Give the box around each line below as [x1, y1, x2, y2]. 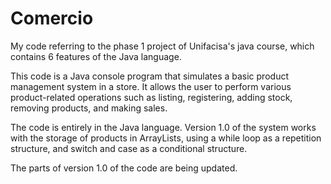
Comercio [10, 7, 94, 30]
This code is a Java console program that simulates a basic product [10, 70, 289, 82]
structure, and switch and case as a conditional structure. [10, 142, 248, 154]
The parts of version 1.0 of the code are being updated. [10, 162, 238, 174]
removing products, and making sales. [10, 102, 168, 114]
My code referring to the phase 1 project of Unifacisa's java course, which [10, 40, 315, 52]
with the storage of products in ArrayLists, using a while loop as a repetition [10, 132, 322, 144]
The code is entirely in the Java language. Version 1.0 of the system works [10, 121, 317, 133]
